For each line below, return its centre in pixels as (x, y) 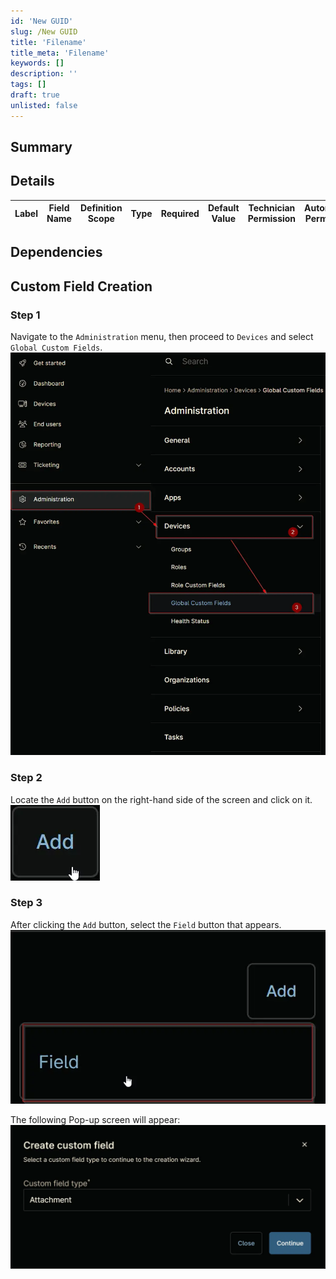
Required (180, 213)
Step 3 (26, 903)
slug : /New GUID (44, 31)
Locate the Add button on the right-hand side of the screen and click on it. (161, 799)
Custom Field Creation (81, 286)
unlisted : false (44, 105)
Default (223, 208)
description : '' (44, 74)
